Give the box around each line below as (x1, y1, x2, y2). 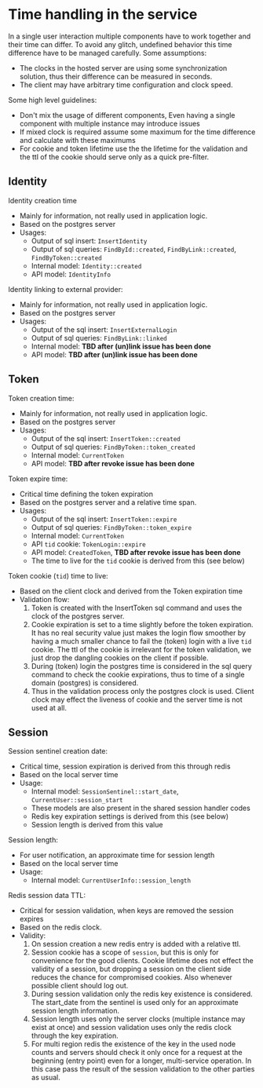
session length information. (31, 1006, 120, 1016)
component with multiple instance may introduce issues (19, 119, 200, 128)
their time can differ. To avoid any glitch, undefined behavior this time (8, 39, 232, 49)
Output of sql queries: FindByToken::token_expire (31, 522, 192, 531)
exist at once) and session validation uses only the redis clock (31, 1023, 232, 1032)
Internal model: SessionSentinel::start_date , (31, 787, 179, 796)
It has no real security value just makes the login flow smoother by (31, 628, 246, 637)
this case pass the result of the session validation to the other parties (31, 1064, 255, 1074)
